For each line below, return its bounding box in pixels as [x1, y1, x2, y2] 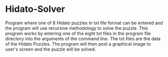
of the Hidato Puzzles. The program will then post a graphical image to [5, 41, 151, 47]
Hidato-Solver [5, 3, 65, 15]
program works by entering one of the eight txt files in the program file [5, 30, 151, 36]
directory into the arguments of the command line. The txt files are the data [5, 36, 160, 42]
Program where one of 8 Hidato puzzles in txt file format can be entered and [5, 20, 163, 26]
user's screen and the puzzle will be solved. [5, 46, 96, 52]
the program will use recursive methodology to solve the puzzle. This [5, 25, 148, 31]
